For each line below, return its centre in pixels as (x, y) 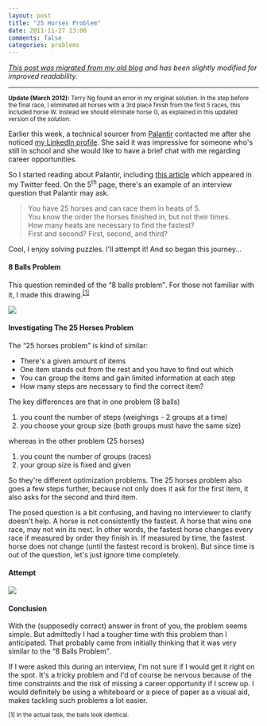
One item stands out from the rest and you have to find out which (126, 369)
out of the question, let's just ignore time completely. (95, 554)
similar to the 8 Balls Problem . (60, 651)
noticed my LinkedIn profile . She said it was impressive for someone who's (131, 142)
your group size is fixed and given (75, 464)
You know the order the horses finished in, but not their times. (129, 216)
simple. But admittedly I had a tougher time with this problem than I (118, 635)
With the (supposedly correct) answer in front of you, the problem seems (128, 626)
